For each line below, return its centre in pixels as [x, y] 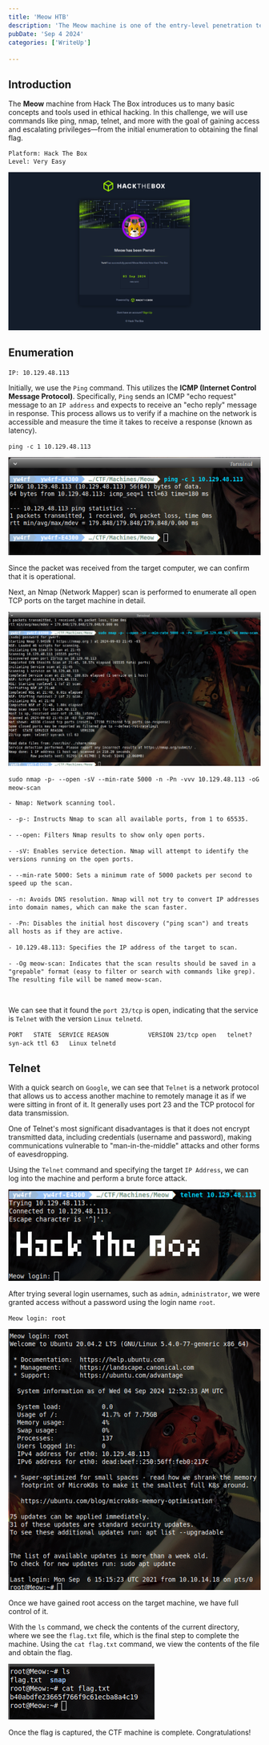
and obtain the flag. [40, 1652]
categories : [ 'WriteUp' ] [50, 43]
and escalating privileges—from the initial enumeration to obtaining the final [133, 129]
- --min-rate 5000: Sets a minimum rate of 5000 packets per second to [130, 875]
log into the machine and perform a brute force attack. [98, 1178]
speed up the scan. [41, 883]
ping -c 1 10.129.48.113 [50, 446]
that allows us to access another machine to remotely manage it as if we [127, 1096]
